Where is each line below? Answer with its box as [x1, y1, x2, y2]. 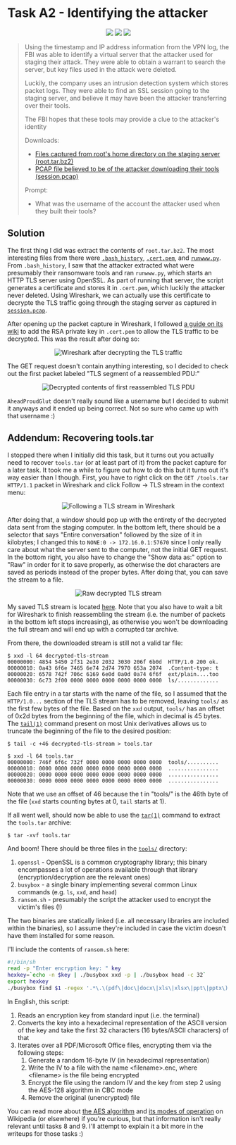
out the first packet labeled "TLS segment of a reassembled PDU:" [7, 369, 200, 377]
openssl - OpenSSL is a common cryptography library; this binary [17, 858, 208, 866]
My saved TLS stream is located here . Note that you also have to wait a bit [7, 602, 223, 611]
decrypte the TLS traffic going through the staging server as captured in [7, 298, 217, 307]
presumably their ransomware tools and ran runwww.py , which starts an [7, 268, 212, 277]
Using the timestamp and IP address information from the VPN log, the [24, 42, 230, 51]
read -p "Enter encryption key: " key [7, 965, 121, 972]
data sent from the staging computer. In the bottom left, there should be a [7, 523, 221, 531]
